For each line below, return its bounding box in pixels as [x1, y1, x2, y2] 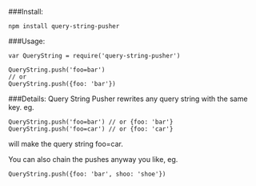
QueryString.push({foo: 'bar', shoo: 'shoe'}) [8, 170, 166, 178]
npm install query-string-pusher [8, 22, 120, 30]
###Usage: [8, 36, 46, 46]
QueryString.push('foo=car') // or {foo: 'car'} [8, 125, 174, 133]
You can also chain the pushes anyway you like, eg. [8, 155, 178, 164]
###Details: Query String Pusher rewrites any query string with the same [8, 94, 248, 103]
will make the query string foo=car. [8, 139, 124, 148]
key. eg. [8, 103, 34, 111]
